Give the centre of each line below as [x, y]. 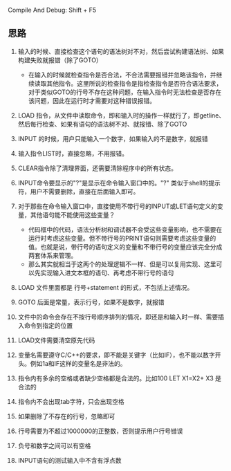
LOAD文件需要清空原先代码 [56, 340]
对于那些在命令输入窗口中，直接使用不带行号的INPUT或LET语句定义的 [117, 206]
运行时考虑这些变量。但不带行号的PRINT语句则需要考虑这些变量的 [122, 238]
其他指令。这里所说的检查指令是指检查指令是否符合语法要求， [135, 83]
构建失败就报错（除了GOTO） [60, 60]
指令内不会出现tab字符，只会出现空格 [71, 401]
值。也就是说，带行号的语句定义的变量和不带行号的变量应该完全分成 [125, 247]
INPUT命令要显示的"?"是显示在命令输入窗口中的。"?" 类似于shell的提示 [119, 183]
